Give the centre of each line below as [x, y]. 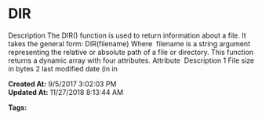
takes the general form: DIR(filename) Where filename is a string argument [129, 43]
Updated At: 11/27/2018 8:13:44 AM [66, 92]
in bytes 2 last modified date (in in [63, 68]
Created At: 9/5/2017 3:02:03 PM [62, 84]
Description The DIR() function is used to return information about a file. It [127, 35]
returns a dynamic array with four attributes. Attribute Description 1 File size [131, 60]
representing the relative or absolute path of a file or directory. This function [131, 52]
